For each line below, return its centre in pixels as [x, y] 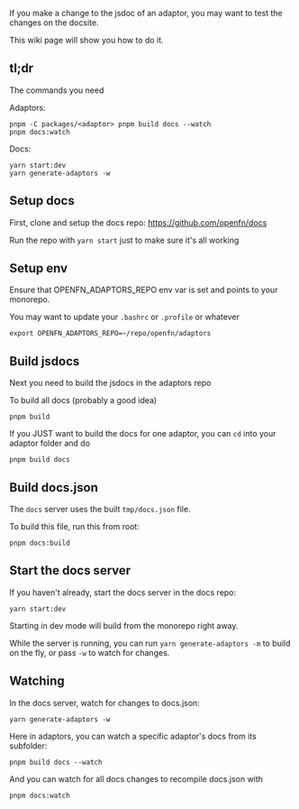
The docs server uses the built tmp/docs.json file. [100, 510]
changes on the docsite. [54, 23]
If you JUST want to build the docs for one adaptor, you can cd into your [143, 434]
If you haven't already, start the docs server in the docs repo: [123, 592]
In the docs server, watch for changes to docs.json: [104, 703]
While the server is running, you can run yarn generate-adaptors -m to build [150, 643]
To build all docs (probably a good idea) [83, 400]
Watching [37, 681]
